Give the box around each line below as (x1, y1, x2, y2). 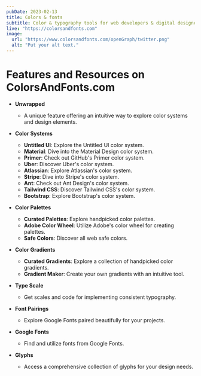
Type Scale (14, 282, 44, 289)
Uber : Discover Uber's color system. (23, 160, 114, 167)
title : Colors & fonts (6, 14, 63, 20)
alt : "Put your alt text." (11, 42, 79, 48)
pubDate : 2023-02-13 (6, 8, 58, 15)
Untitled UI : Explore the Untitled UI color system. (23, 141, 144, 148)
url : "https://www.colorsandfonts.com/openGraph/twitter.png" (11, 36, 170, 42)
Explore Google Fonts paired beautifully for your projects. (23, 316, 166, 323)
